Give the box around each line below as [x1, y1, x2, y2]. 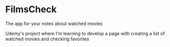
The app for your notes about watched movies [5, 20, 103, 27]
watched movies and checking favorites [5, 36, 89, 42]
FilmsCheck [5, 4, 57, 15]
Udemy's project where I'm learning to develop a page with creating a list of [5, 30, 165, 36]
